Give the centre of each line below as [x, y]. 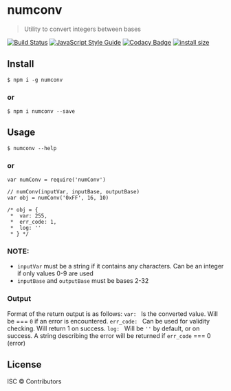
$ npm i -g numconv [35, 80]
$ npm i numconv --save [41, 112]
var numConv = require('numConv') [57, 180]
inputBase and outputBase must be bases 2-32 [83, 281]
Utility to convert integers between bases [82, 29]
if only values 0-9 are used [55, 273]
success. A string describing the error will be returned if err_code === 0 [109, 335]
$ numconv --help [32, 148]
